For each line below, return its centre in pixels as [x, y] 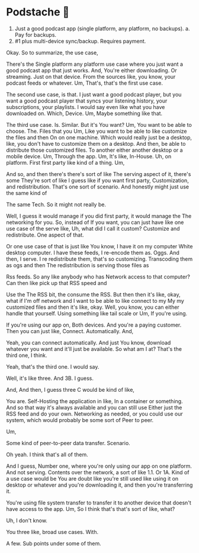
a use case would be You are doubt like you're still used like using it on [92, 478]
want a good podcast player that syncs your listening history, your [87, 101]
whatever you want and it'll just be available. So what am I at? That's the [94, 349]
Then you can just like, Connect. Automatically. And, [70, 331]
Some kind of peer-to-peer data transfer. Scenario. [68, 443]
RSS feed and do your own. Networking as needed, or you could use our [94, 414]
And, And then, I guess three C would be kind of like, [70, 389]
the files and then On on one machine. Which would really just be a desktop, [99, 137]
